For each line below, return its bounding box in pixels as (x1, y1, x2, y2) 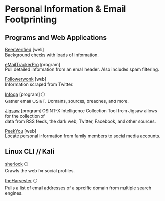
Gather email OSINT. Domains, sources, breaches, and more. (5, 99, 129, 104)
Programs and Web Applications (5, 33, 107, 42)
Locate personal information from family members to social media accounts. (5, 133, 161, 139)
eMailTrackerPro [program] (5, 62, 61, 67)
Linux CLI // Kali (5, 147, 55, 156)
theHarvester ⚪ (5, 177, 38, 183)
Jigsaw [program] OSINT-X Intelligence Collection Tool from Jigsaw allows (5, 108, 157, 114)
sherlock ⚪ (5, 161, 29, 167)
